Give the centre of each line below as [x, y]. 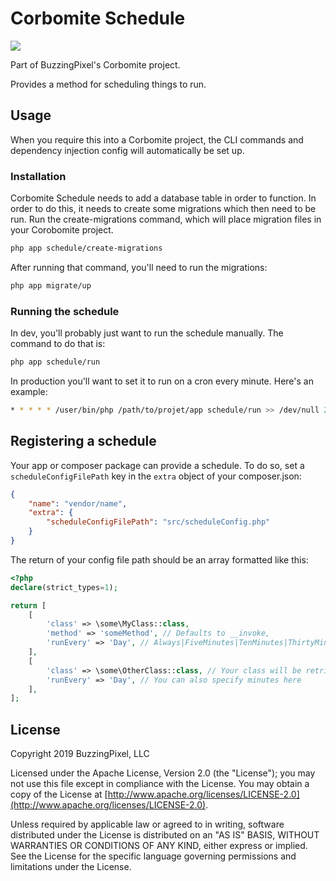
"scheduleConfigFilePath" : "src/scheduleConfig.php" [158, 522]
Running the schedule [65, 311]
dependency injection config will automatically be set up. [127, 150]
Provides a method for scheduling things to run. [108, 84]
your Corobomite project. [62, 230]
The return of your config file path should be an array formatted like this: [159, 559]
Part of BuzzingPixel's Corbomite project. [95, 64]
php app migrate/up [51, 285]
